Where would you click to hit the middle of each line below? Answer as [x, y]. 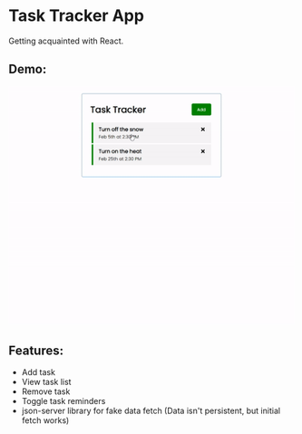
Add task [39, 372]
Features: [36, 350]
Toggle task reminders [63, 401]
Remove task [46, 391]
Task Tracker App [76, 16]
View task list [46, 382]
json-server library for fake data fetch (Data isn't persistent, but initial [151, 411]
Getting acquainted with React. [66, 41]
